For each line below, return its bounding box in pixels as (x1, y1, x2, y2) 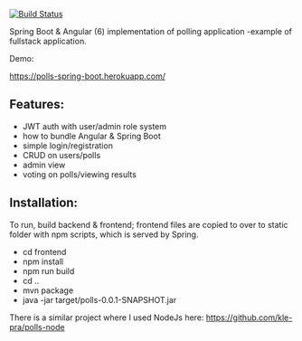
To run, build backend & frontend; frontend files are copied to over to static (9, 219, 288, 230)
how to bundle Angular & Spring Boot (22, 130, 161, 141)
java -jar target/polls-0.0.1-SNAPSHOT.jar (22, 294, 177, 305)
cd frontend (22, 246, 67, 257)
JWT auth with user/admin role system (22, 120, 167, 131)
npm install (22, 256, 64, 267)
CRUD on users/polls (22, 149, 101, 160)
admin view (22, 159, 66, 170)
